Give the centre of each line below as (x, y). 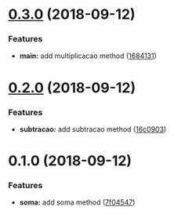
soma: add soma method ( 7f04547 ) (77, 202)
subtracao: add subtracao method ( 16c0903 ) (93, 129)
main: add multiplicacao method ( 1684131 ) (88, 56)
